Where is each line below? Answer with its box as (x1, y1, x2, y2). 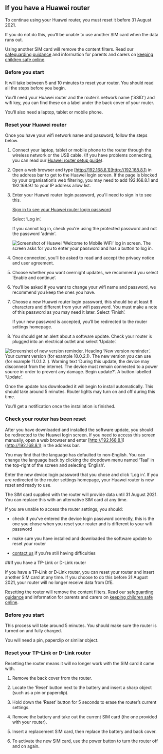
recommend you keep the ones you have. (12, 289, 96, 295)
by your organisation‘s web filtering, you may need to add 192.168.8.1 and (12, 177, 159, 183)
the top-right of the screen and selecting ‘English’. (5, 462, 106, 468)
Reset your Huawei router (5, 122, 67, 129)
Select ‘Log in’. (12, 216, 42, 222)
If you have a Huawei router (5, 4, 90, 12)
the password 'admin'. (12, 231, 57, 237)
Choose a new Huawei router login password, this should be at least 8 (12, 299, 153, 305)
